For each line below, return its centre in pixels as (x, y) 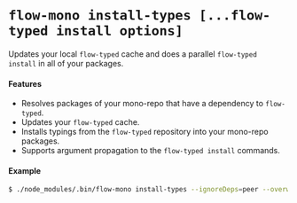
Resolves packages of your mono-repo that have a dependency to (142, 104)
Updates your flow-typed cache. (80, 122)
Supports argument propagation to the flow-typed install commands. (151, 151)
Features (25, 83)
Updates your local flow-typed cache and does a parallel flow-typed (133, 54)
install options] (119, 31)
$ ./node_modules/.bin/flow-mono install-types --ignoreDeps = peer (133, 190)
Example (25, 170)
